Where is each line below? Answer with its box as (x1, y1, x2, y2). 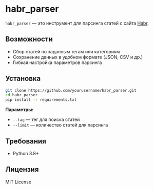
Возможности (5, 35, 53, 44)
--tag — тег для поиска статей (12, 116, 80, 123)
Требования (5, 137, 46, 145)
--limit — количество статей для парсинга (12, 122, 108, 128)
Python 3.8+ (12, 151, 40, 156)
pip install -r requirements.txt (5, 97, 77, 102)
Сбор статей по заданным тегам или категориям (12, 48, 120, 54)
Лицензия (5, 165, 39, 174)
